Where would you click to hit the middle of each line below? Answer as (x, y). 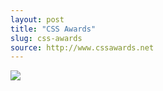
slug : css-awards (46, 38)
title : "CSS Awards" (53, 29)
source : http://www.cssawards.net (82, 47)
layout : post (37, 19)
